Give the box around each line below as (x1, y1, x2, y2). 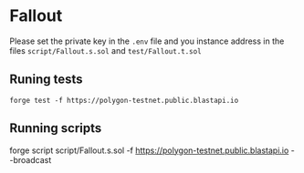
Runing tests (9, 72, 83, 87)
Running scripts (9, 120, 102, 137)
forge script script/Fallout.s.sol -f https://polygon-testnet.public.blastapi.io (9, 145, 289, 156)
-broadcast (9, 154, 52, 165)
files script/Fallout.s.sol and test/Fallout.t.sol (9, 45, 203, 56)
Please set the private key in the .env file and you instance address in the (9, 36, 285, 46)
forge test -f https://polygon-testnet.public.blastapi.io (9, 96, 239, 105)
